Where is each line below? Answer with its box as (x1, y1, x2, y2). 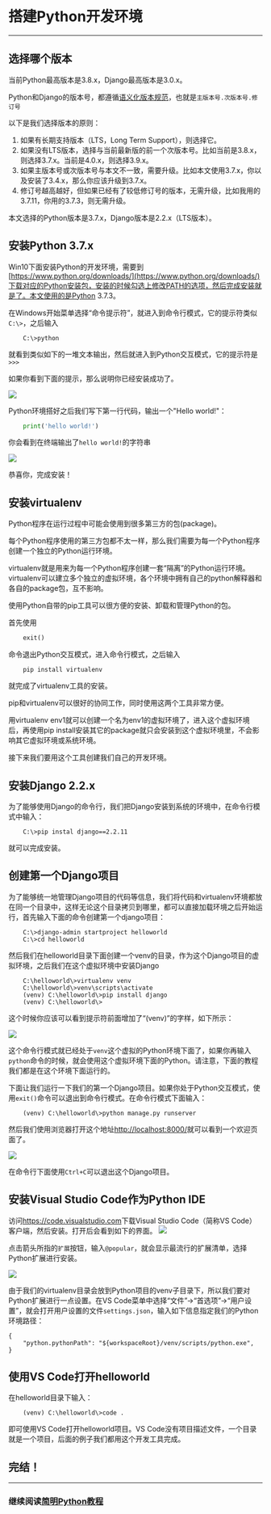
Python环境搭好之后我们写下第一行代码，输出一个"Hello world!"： (8, 406, 227, 415)
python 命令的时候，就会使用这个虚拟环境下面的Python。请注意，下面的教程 (8, 1056, 259, 1065)
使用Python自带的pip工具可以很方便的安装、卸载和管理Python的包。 (8, 601, 236, 610)
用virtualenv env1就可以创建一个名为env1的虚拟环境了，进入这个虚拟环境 (8, 715, 250, 725)
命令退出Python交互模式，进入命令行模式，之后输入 (8, 650, 181, 660)
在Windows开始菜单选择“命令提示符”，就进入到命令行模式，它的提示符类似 (8, 308, 258, 318)
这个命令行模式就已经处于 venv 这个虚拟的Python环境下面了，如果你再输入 (8, 1045, 252, 1055)
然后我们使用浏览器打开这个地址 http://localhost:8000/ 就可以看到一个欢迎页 (8, 1124, 258, 1134)
